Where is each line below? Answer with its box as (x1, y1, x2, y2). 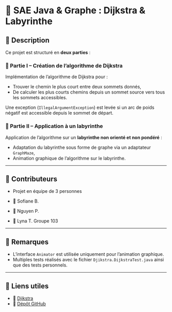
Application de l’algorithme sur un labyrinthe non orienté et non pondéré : (5, 134, 162, 140)
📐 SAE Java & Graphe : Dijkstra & (5, 5, 146, 16)
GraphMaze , (12, 149, 35, 155)
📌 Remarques (5, 237, 49, 246)
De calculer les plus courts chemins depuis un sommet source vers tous (12, 89, 165, 95)
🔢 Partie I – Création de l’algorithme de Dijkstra (5, 62, 123, 69)
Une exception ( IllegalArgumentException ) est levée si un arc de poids (5, 104, 155, 110)
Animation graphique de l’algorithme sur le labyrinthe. (12, 155, 126, 161)
